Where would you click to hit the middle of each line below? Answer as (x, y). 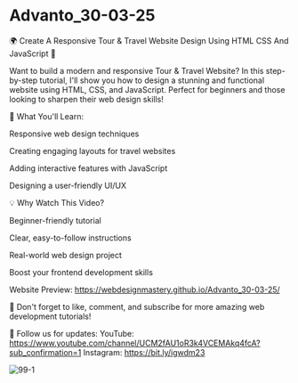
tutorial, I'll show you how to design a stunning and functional (152, 80)
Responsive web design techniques (74, 134)
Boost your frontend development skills (81, 272)
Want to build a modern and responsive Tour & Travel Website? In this (137, 70)
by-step (24, 80)
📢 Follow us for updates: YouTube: (72, 333)
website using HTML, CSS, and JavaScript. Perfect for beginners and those (147, 89)
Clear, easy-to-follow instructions (70, 238)
